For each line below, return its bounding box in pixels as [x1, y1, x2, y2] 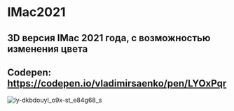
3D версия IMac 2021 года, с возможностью [7, 32, 211, 44]
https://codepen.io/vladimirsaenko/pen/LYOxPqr [7, 77, 227, 89]
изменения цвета [7, 43, 88, 54]
